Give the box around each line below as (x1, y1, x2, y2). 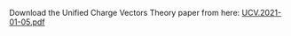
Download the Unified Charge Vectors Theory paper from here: (9, 8, 240, 18)
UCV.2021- (241, 8, 282, 18)
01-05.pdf (9, 17, 46, 27)
